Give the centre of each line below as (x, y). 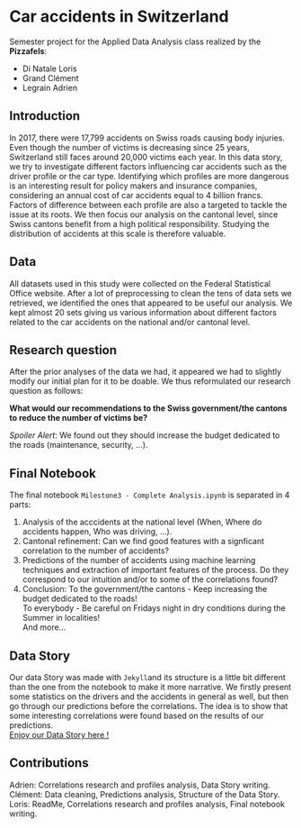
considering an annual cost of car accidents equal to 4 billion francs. (136, 195)
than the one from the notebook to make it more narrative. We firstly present (150, 687)
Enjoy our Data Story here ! (59, 735)
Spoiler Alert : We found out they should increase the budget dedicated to (145, 435)
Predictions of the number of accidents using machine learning (139, 560)
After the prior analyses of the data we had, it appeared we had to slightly (146, 372)
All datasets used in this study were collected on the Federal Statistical (140, 283)
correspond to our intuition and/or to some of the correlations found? (150, 579)
